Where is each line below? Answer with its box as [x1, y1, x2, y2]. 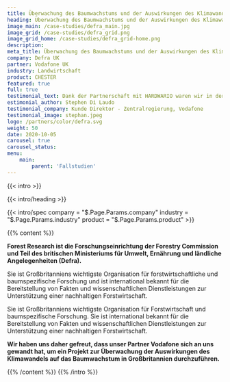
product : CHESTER [7, 73, 57, 81]
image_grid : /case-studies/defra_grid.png [7, 29, 130, 36]
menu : [7, 150, 23, 157]
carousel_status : [7, 144, 57, 151]
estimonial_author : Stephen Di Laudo [7, 99, 115, 106]
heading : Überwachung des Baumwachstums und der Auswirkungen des [7, 16, 201, 23]
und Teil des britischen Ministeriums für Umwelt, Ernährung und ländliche [7, 249, 222, 257]
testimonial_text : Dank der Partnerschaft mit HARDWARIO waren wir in [7, 93, 213, 100]
